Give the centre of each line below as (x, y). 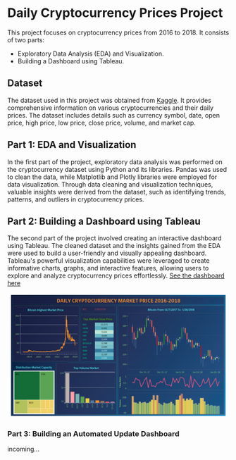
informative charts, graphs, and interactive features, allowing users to (108, 268)
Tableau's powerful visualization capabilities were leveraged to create (108, 261)
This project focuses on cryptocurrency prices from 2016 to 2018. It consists (118, 32)
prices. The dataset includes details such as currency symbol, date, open (114, 115)
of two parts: (26, 39)
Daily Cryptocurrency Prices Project (115, 13)
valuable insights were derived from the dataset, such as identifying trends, (117, 192)
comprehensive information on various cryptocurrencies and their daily (110, 108)
